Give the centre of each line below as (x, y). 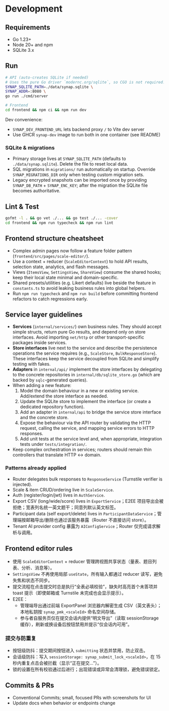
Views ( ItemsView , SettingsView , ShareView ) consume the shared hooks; (87, 272)
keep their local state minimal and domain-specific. (65, 277)
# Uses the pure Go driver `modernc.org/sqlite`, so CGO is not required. (85, 82)
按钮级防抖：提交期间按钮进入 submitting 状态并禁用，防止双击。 (80, 650)
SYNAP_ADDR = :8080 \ (26, 92)
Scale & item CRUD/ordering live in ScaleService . (63, 490)
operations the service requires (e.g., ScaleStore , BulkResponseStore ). (84, 353)
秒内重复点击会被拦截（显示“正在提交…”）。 (57, 663)
